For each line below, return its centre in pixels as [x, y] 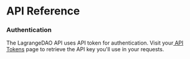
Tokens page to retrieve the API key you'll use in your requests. [85, 49]
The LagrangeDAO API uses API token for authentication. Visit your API [95, 43]
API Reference [43, 11]
